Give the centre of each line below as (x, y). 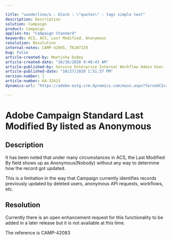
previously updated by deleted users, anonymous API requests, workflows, (84, 183)
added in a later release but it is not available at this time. (65, 223)
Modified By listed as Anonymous (78, 126)
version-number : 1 (25, 76)
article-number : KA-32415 (33, 81)
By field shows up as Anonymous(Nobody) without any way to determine (82, 163)
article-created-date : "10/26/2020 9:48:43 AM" (57, 62)
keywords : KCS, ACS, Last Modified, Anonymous (56, 38)
